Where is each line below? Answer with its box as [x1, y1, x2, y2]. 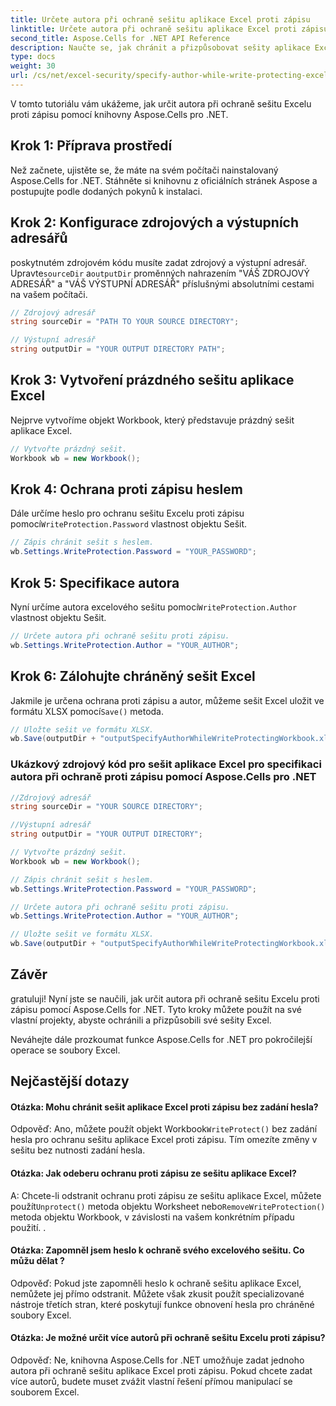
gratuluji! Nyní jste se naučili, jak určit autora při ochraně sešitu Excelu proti [10, 992, 320, 1005]
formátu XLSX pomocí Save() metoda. [10, 705, 165, 717]
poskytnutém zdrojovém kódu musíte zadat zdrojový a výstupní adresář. [10, 256, 307, 268]
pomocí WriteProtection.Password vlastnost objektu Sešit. [10, 518, 248, 530]
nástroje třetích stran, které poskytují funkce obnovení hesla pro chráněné [10, 1298, 315, 1310]
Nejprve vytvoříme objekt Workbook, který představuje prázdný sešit [10, 414, 295, 426]
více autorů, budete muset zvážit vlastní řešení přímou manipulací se [10, 1376, 293, 1388]
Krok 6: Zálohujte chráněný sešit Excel [10, 668, 256, 685]
